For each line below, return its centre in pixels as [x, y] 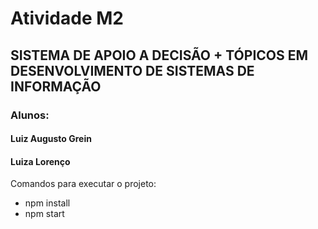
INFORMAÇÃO [56, 86]
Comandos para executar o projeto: [83, 184]
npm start [44, 214]
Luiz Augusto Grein [51, 139]
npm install [47, 203]
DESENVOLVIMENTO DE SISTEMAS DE [132, 70]
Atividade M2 [67, 18]
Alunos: [30, 115]
